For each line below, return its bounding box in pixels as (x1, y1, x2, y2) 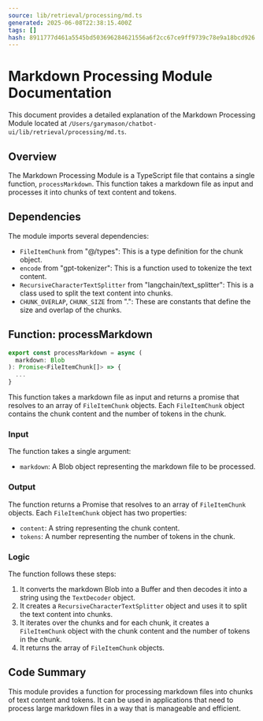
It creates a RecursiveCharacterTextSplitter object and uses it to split (19, 600, 247, 611)
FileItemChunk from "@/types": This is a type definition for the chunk (19, 246, 243, 256)
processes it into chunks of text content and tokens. (8, 188, 177, 197)
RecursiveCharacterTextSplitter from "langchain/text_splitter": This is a (19, 280, 254, 289)
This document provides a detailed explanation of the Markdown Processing (8, 110, 256, 120)
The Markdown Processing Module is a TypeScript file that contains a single (8, 171, 255, 180)
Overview (8, 150, 57, 163)
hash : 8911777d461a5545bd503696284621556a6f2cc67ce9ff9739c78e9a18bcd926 (8, 33, 256, 42)
